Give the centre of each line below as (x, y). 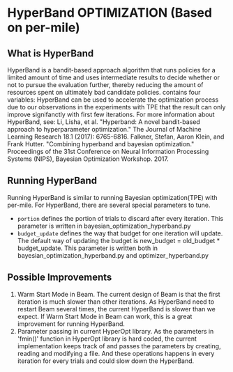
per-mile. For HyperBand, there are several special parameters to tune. (109, 205)
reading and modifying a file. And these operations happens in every (116, 353)
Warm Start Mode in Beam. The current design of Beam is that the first (119, 294)
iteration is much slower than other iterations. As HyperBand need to (116, 302)
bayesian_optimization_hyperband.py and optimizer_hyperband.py (113, 255)
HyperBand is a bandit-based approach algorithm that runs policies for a (112, 70)
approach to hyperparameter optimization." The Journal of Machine (104, 129)
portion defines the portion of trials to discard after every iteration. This (120, 218)
